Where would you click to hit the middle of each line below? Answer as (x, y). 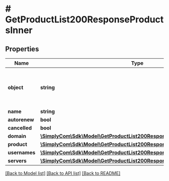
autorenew (21, 120)
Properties (22, 49)
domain (17, 136)
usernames (22, 152)
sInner (19, 30)
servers (17, 161)
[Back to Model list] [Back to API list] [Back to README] (63, 173)
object (16, 87)
